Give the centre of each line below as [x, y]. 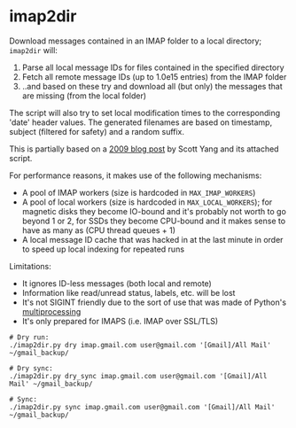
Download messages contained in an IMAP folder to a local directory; [136, 41]
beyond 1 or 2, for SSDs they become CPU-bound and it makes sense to [154, 221]
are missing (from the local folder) [84, 96]
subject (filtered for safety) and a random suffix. [97, 131]
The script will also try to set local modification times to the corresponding [145, 113]
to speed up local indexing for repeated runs [103, 249]
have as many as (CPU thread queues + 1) [98, 230]
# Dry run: [29, 337]
